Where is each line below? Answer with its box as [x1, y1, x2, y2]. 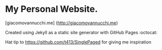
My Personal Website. [5, 3, 98, 15]
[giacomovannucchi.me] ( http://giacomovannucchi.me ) [5, 20, 118, 26]
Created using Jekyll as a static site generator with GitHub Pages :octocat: [5, 29, 158, 35]
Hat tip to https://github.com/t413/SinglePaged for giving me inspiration [5, 39, 152, 45]
